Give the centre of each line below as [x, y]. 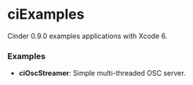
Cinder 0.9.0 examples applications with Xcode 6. [87, 36]
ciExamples [46, 14]
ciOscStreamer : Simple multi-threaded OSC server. [102, 73]
